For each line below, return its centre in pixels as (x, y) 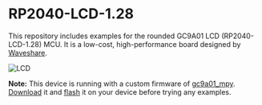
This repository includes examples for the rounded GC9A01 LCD (114, 36)
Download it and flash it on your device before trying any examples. (120, 91)
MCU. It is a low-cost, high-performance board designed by (142, 44)
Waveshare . (28, 52)
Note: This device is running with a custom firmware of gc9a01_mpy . (122, 84)
